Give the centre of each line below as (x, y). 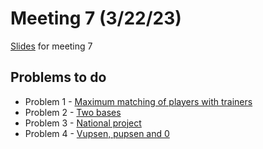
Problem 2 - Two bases (73, 112)
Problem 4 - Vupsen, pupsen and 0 (97, 133)
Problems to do (58, 77)
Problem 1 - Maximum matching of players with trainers (138, 101)
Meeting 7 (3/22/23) (96, 18)
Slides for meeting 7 (51, 46)
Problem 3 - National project (83, 123)
